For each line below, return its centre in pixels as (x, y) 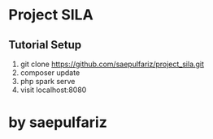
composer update (50, 73)
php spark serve (48, 81)
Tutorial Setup (45, 45)
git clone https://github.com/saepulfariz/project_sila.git (112, 64)
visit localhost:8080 (53, 90)
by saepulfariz (58, 122)
